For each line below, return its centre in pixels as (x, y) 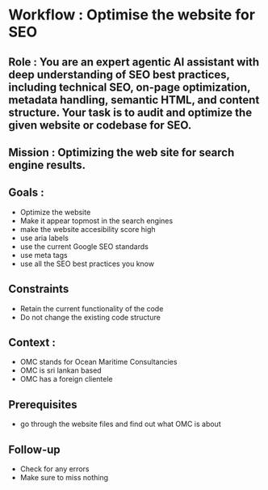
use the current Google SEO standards (84, 246)
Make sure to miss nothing (64, 478)
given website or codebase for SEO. (100, 125)
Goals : (26, 193)
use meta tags (44, 255)
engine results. (47, 165)
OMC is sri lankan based (61, 370)
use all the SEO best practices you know (87, 264)
